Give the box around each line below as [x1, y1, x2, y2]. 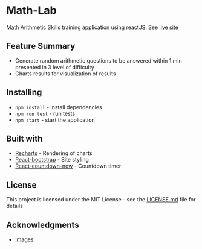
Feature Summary [6, 41, 76, 51]
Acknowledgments [6, 219, 80, 230]
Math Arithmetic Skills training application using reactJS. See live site [6, 24, 178, 31]
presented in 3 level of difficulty [15, 63, 95, 71]
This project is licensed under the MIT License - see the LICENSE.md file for [6, 196, 196, 203]
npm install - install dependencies [15, 103, 102, 110]
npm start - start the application [15, 116, 95, 124]
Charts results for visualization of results [15, 70, 116, 77]
